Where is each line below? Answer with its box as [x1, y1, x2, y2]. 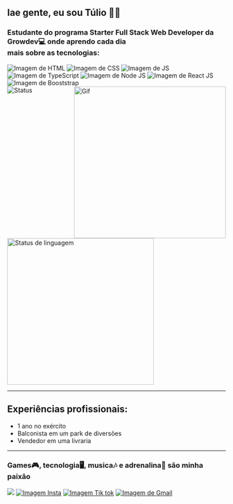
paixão [7, 472, 31, 482]
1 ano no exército [17, 422, 67, 430]
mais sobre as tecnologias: [7, 48, 100, 58]
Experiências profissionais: [7, 403, 128, 415]
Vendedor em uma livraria [17, 436, 92, 444]
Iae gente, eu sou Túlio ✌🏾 [7, 7, 121, 19]
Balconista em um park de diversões [17, 429, 122, 437]
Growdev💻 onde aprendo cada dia [7, 37, 126, 46]
